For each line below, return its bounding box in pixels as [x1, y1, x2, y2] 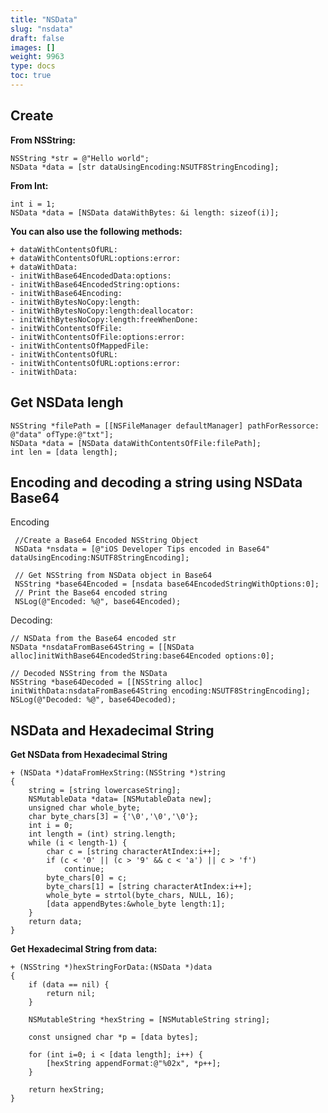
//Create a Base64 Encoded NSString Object [14, 536, 199, 546]
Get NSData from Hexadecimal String [10, 749, 168, 761]
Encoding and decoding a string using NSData [10, 474, 303, 491]
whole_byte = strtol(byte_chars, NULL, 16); [46, 891, 235, 901]
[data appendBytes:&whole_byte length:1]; [46, 899, 226, 910]
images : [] [10, 42, 56, 53]
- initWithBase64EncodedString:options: [10, 279, 182, 290]
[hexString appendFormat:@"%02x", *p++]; [46, 1059, 222, 1069]
